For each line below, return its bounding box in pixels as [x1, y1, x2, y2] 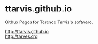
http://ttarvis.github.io [5, 28, 49, 34]
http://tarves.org [5, 33, 38, 39]
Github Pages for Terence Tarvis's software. [5, 19, 93, 25]
